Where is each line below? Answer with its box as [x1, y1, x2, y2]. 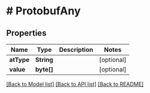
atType [9, 55, 30, 64]
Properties [6, 28, 47, 38]
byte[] [35, 66, 53, 73]
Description [59, 46, 94, 54]
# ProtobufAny [6, 4, 81, 18]
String [35, 55, 53, 64]
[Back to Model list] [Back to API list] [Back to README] [6, 80, 144, 88]
